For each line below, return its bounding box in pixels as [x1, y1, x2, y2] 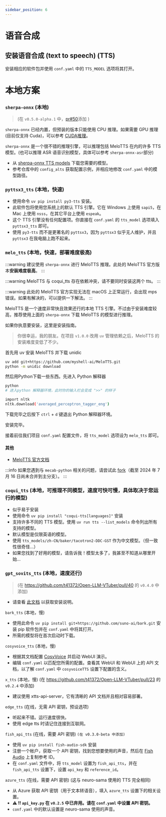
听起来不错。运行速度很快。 [12, 714, 69, 720]
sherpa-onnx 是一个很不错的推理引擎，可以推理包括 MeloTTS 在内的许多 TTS [5, 143, 161, 149]
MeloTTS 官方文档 [12, 457, 50, 463]
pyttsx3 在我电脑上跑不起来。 [12, 235, 73, 241]
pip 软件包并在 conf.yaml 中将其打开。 [18, 626, 96, 632]
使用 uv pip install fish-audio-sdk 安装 [12, 742, 97, 748]
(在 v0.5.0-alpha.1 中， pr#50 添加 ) [17, 116, 90, 122]
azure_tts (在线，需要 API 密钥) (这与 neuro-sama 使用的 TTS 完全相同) [5, 777, 151, 783]
